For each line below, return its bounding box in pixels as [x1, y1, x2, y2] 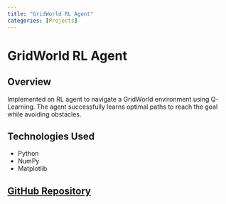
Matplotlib [17, 164, 48, 173]
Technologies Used [7, 130, 95, 142]
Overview [7, 76, 52, 88]
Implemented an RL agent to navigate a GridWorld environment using [7, 95, 210, 103]
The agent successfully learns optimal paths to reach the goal [36, 102, 218, 111]
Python [17, 149, 39, 158]
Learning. [7, 102, 36, 111]
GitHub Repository [7, 185, 91, 197]
